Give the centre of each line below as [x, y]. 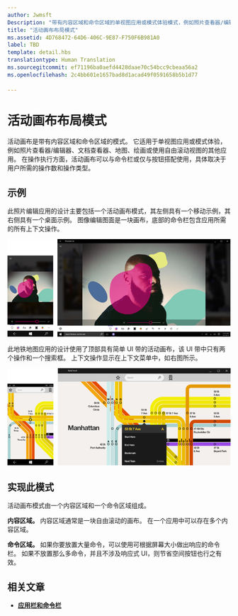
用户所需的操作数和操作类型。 [51, 168]
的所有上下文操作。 [35, 229]
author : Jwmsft [30, 15]
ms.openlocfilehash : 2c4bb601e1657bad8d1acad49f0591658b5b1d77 [103, 75]
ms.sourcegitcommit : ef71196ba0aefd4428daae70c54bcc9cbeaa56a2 [103, 67]
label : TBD [23, 45]
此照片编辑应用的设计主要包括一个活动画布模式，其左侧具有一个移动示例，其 [119, 211]
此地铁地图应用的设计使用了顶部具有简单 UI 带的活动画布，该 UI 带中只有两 [117, 348]
